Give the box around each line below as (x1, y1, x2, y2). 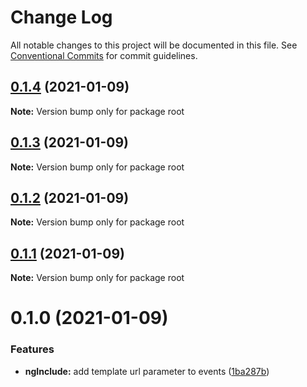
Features (10, 342, 55, 356)
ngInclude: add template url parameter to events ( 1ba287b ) (24, 365, 270, 377)
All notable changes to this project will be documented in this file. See (10, 39, 298, 51)
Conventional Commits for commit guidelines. (10, 49, 198, 61)
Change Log (10, 6, 113, 29)
